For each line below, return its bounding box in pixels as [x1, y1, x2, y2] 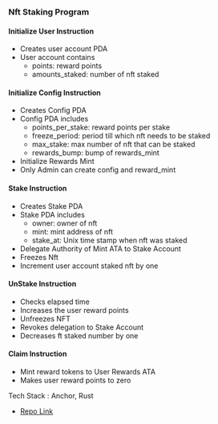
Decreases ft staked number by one [19, 330, 139, 340]
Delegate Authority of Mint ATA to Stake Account [19, 243, 182, 254]
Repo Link [19, 406, 54, 416]
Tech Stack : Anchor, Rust [8, 390, 94, 400]
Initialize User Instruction [8, 26, 95, 36]
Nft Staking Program [8, 6, 90, 18]
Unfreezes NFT [19, 314, 71, 323]
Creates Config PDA [19, 106, 87, 115]
